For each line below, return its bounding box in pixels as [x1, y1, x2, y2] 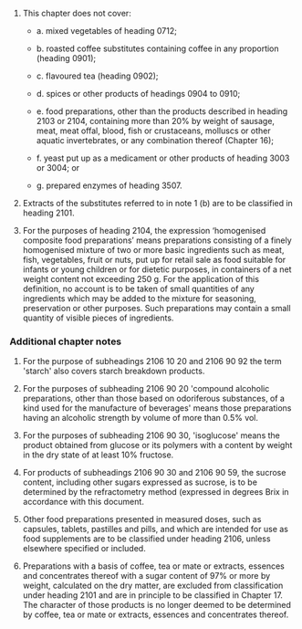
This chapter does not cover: [22, 8, 132, 18]
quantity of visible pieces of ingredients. [22, 312, 174, 323]
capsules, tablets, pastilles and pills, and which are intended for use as [22, 524, 289, 535]
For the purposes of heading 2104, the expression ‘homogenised [22, 225, 266, 236]
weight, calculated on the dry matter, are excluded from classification [22, 580, 284, 592]
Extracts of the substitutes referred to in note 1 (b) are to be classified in [22, 198, 294, 208]
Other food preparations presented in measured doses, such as [22, 514, 262, 525]
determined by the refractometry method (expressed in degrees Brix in [22, 487, 289, 498]
